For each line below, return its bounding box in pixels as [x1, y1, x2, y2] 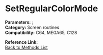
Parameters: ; [5, 19, 33, 25]
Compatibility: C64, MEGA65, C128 [5, 29, 77, 35]
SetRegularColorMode [5, 3, 98, 14]
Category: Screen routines [5, 24, 60, 30]
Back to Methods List [5, 44, 48, 50]
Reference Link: [5, 39, 38, 45]
